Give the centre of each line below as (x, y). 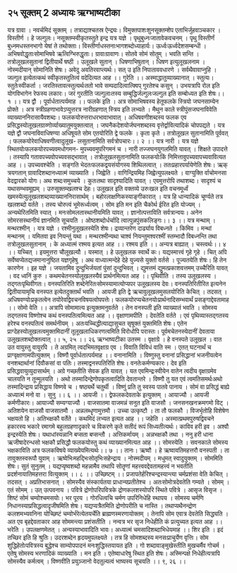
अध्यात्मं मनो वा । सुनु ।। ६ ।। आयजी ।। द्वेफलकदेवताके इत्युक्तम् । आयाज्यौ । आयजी (108, 395)
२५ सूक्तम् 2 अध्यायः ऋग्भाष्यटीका (64, 13)
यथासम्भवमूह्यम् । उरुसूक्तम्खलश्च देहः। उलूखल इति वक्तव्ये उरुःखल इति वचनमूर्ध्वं (98, 188)
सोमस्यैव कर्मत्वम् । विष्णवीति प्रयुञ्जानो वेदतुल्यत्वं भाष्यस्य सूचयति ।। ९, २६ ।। (97, 561)
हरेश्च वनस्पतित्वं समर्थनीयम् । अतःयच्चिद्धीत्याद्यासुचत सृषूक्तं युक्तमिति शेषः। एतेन (97, 323)
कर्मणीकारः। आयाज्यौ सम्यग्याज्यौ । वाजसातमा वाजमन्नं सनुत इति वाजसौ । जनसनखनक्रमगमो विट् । (118, 402)
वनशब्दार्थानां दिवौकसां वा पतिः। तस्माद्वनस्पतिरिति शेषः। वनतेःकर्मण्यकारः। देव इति (97, 363)
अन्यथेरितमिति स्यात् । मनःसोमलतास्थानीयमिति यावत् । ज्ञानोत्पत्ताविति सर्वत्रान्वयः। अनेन (105, 212)
